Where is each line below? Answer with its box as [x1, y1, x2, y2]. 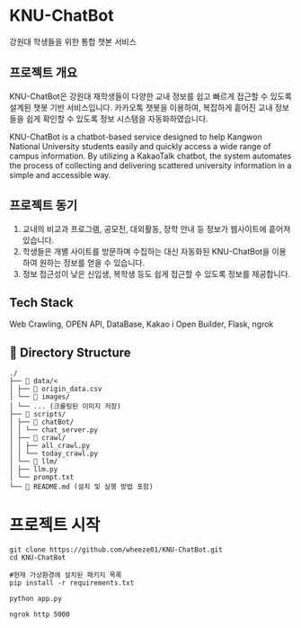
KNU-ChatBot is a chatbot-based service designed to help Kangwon [9, 131, 262, 142]
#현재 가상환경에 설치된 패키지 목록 [9, 570, 122, 580]
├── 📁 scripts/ [9, 410, 66, 419]
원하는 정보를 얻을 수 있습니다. [39, 257, 146, 268]
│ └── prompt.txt [9, 473, 75, 482]
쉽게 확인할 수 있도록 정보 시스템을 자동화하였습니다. [25, 113, 208, 124]
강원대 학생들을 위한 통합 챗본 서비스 [9, 36, 137, 47]
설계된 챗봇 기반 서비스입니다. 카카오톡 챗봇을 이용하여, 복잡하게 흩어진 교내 [9, 102, 273, 112]
